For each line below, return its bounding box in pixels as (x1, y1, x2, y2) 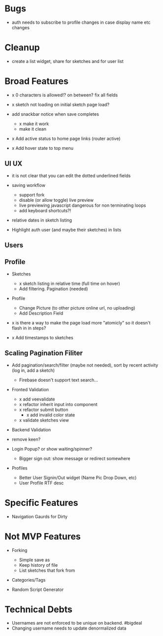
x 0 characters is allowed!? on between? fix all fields (11, 92, 118, 98)
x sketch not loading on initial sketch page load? (11, 101, 109, 107)
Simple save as (19, 557, 50, 563)
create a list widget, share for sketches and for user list (11, 58, 124, 64)
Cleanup (4, 42, 40, 53)
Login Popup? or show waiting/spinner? (11, 446, 92, 452)
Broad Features (4, 76, 68, 87)
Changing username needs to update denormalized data (11, 625, 127, 631)
